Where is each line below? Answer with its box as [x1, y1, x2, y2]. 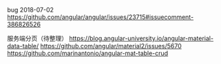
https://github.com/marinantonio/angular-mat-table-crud [7, 49, 169, 57]
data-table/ [7, 42, 39, 50]
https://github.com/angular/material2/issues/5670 [40, 42, 182, 50]
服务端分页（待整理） [7, 34, 67, 42]
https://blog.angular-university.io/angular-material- [68, 34, 214, 42]
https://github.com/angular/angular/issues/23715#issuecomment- [7, 13, 194, 21]
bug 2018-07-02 [7, 6, 54, 14]
